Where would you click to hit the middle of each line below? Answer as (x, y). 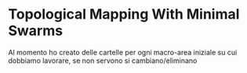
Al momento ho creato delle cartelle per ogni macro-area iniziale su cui (123, 52)
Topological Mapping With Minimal (124, 14)
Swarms (36, 31)
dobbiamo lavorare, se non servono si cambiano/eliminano (103, 61)
